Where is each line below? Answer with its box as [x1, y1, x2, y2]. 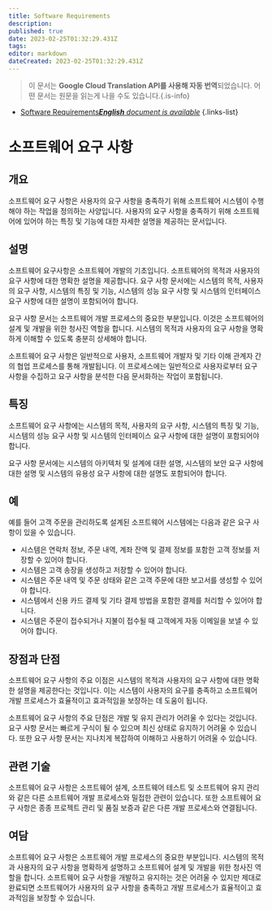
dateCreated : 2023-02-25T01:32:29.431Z [8, 58, 144, 66]
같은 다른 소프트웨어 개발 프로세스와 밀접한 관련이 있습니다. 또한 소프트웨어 [16, 792, 253, 802]
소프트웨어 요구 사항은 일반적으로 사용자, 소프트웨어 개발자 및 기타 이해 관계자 [8, 351, 253, 360]
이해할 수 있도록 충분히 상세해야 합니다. [23, 333, 148, 343]
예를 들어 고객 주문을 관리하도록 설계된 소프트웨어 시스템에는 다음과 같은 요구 [8, 517, 252, 527]
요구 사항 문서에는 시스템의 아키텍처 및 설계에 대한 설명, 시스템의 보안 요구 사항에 [8, 458, 264, 468]
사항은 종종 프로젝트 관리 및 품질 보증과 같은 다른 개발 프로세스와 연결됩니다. [16, 803, 257, 812]
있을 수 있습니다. [23, 528, 76, 538]
